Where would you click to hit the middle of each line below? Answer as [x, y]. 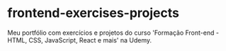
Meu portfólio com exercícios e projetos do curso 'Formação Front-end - [113, 33]
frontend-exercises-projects [93, 13]
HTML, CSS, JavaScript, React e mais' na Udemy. [80, 40]
